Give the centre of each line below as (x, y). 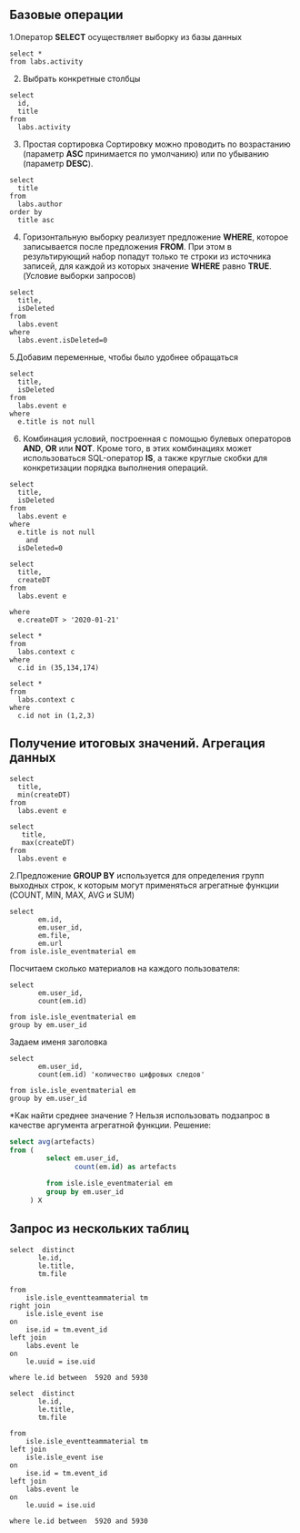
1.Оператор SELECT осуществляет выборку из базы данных (126, 36)
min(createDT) (44, 795)
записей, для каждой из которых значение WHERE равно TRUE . (147, 266)
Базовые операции (66, 15)
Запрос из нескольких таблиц (100, 1229)
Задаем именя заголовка (58, 1042)
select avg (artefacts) (52, 1142)
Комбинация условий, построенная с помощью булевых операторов (157, 438)
